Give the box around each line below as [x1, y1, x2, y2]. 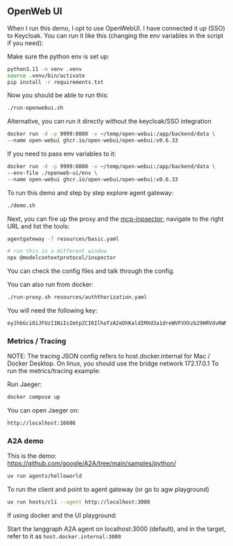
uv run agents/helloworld [7, 472, 82, 480]
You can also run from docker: [7, 281, 94, 289]
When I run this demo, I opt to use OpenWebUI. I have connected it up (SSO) [7, 24, 225, 32]
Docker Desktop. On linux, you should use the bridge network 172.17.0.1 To [7, 359, 219, 367]
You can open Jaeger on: [7, 406, 80, 415]
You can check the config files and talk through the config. [7, 267, 175, 275]
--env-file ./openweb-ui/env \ [7, 169, 98, 176]
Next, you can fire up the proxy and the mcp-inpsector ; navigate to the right [7, 215, 224, 223]
